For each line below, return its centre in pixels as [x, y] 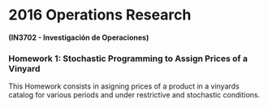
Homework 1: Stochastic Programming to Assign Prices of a [128, 58]
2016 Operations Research [100, 15]
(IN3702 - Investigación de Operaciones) [79, 37]
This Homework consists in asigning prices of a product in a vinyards [124, 86]
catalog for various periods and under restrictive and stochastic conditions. [134, 95]
